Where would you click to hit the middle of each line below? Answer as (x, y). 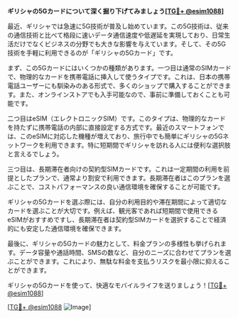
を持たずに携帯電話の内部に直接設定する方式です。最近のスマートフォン (113, 127)
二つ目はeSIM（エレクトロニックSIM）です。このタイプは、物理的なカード (117, 119)
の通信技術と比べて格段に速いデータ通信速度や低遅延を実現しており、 (110, 35)
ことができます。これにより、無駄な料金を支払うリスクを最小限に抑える (119, 261)
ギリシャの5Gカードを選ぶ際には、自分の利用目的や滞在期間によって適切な (117, 202)
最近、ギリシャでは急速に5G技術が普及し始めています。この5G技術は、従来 (118, 26)
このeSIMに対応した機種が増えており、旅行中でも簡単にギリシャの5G (121, 136)
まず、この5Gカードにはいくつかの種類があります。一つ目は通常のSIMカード (119, 68)
